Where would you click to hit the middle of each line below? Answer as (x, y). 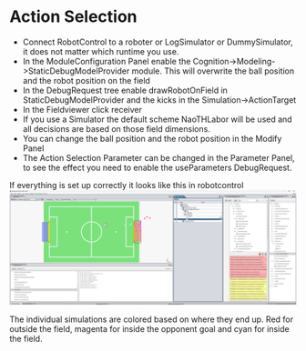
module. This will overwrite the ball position (213, 71)
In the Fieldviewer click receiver (82, 109)
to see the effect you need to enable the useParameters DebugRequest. (157, 167)
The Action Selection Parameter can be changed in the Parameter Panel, (158, 157)
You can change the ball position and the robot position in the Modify (152, 138)
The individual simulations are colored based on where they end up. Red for (152, 319)
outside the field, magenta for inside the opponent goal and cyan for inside (149, 328)
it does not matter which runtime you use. (101, 51)
